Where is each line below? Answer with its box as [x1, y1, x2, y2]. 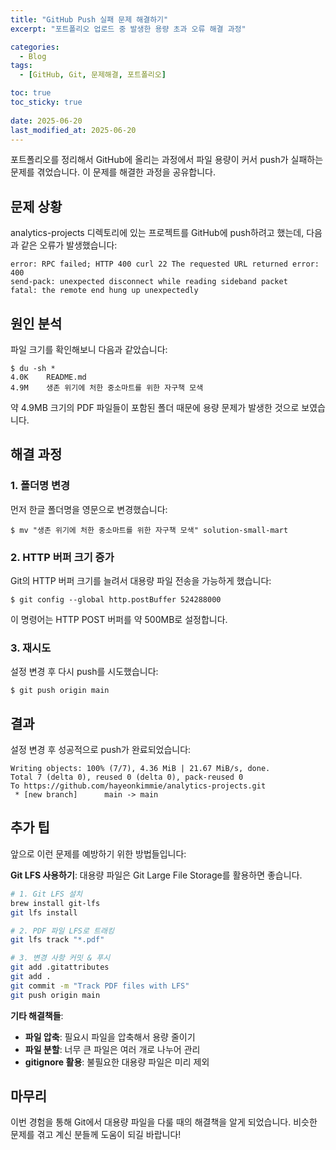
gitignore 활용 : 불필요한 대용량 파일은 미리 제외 [24, 1056, 210, 1068]
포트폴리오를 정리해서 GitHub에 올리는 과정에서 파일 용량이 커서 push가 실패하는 [10, 154, 324, 166]
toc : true [10, 88, 52, 98]
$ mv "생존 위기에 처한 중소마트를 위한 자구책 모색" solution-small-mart [10, 525, 289, 535]
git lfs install [10, 907, 78, 918]
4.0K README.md [10, 372, 87, 382]
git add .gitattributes [10, 962, 110, 973]
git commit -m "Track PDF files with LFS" [10, 981, 190, 991]
